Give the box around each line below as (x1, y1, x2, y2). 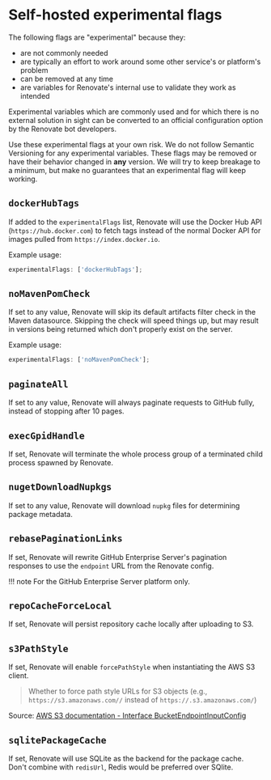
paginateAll (8, 378, 69, 390)
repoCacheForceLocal (8, 600, 112, 612)
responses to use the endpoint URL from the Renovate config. (8, 561, 214, 570)
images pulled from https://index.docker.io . (8, 234, 160, 244)
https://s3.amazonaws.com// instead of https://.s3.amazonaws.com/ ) (28, 695, 257, 705)
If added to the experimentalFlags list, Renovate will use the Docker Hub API (8, 217, 263, 227)
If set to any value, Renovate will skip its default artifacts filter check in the (8, 307, 256, 317)
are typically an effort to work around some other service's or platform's (19, 57, 261, 66)
